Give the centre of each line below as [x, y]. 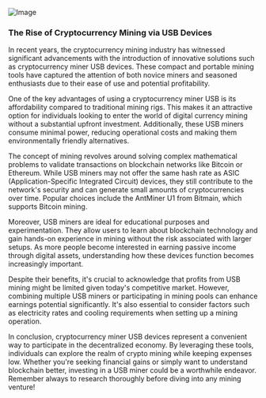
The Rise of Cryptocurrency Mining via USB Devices [110, 32]
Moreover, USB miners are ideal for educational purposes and [109, 222]
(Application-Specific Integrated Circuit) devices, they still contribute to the [131, 181]
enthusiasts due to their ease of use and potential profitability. [109, 84]
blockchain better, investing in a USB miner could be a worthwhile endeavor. [133, 370]
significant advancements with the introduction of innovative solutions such [131, 59]
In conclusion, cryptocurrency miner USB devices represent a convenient [128, 337]
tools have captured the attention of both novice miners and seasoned [123, 75]
